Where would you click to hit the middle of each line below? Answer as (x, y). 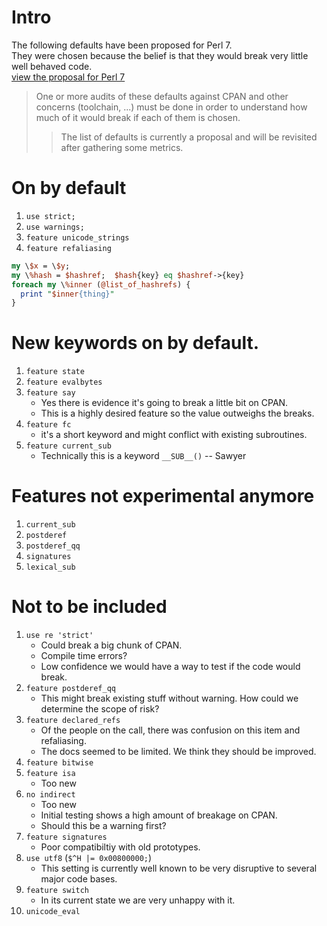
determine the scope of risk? (100, 709)
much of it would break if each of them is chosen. (138, 117)
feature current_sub (68, 446)
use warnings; (55, 227)
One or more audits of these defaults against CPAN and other (162, 96)
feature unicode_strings (77, 237)
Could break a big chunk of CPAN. (111, 645)
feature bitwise (59, 763)
